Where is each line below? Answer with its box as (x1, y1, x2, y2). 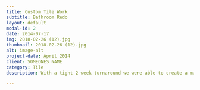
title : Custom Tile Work (6, 8, 68, 15)
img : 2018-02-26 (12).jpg (6, 36, 70, 42)
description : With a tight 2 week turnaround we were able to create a (6, 70, 187, 76)
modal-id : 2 (6, 25, 36, 32)
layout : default (6, 20, 46, 26)
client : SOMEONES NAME (6, 58, 62, 64)
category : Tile (6, 64, 44, 70)
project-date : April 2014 (6, 53, 70, 59)
